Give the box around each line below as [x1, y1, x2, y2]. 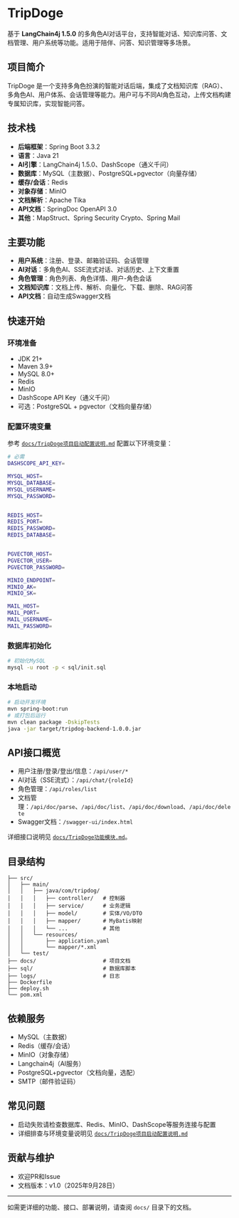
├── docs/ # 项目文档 [7, 958, 131, 965]
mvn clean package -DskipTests [7, 719, 100, 726]
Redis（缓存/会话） [17, 1042, 75, 1050]
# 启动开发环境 [7, 699, 46, 706]
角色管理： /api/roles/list [17, 785, 97, 793]
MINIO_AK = [7, 583, 37, 591]
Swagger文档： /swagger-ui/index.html [17, 817, 134, 826]
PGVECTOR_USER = [7, 557, 53, 564]
